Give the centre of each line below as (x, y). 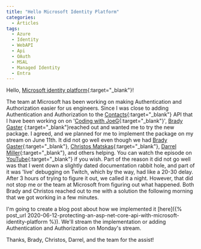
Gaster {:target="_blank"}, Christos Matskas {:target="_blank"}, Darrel (91, 146)
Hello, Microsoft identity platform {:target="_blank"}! (70, 90)
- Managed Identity (36, 67)
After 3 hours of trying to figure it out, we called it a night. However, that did (100, 178)
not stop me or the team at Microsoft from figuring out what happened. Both (100, 185)
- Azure (21, 34)
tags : (13, 28)
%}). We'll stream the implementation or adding (107, 222)
